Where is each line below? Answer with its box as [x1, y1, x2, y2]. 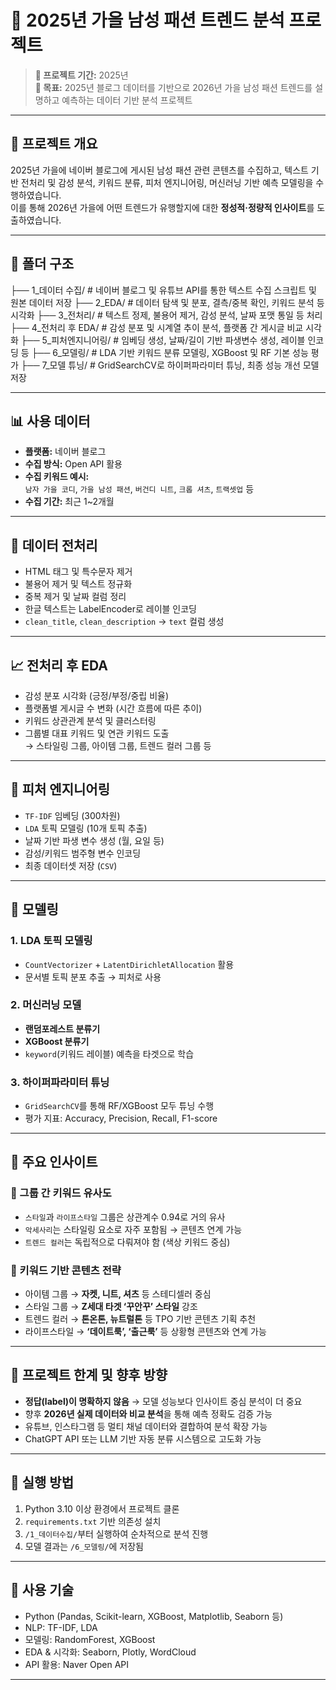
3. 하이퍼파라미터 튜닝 [10, 1075, 110, 1089]
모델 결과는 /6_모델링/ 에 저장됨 [24, 1540, 145, 1552]
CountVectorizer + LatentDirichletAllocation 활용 [24, 958, 235, 970]
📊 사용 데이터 [10, 412, 91, 430]
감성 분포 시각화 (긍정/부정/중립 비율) [24, 690, 170, 701]
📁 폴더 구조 [10, 256, 75, 273]
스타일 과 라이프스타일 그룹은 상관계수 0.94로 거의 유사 [24, 1211, 226, 1223]
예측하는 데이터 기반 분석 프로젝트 [61, 94, 193, 106]
